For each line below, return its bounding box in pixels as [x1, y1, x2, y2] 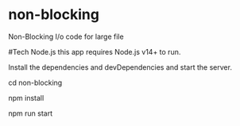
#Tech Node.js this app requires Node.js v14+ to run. [8, 47, 181, 56]
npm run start [8, 109, 53, 118]
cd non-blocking [8, 78, 63, 87]
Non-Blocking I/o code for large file [8, 32, 125, 41]
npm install [8, 93, 45, 102]
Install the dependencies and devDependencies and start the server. [8, 62, 233, 72]
